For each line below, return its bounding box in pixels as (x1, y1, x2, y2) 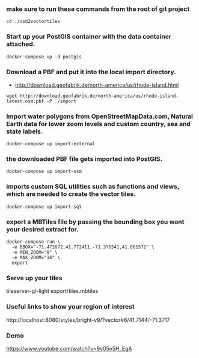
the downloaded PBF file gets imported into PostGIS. (6, 155, 162, 163)
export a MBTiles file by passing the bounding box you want (6, 218, 185, 226)
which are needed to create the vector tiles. (6, 190, 136, 198)
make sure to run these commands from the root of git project (6, 5, 190, 13)
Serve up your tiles (6, 274, 63, 282)
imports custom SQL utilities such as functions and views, (6, 183, 179, 191)
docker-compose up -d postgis (6, 54, 82, 60)
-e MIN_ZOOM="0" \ (11, 250, 58, 256)
